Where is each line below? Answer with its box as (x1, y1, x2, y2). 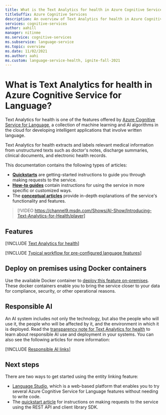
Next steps (5, 361, 40, 369)
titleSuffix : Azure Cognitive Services (5, 12, 87, 17)
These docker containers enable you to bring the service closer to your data (5, 283, 160, 289)
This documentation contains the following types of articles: (5, 162, 127, 168)
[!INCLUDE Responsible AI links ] (5, 346, 71, 352)
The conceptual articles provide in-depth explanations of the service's (12, 193, 158, 199)
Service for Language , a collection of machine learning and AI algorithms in (5, 122, 159, 128)
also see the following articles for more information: (5, 336, 110, 342)
